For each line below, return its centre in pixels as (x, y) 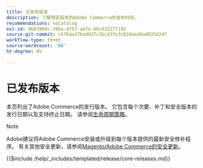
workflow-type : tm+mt (34, 40)
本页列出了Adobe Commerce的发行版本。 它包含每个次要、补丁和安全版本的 (102, 106)
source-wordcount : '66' (36, 46)
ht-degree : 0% (24, 52)
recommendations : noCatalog (42, 23)
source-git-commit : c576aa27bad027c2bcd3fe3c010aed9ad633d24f (87, 35)
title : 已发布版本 (27, 12)
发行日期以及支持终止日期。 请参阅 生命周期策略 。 (68, 114)
